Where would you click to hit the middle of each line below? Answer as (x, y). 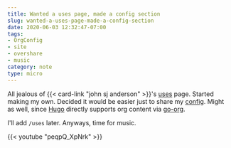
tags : (15, 34)
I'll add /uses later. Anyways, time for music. (72, 122)
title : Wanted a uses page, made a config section (84, 14)
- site (17, 47)
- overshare (25, 54)
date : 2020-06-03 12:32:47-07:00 (57, 27)
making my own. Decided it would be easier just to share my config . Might (116, 101)
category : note (30, 67)
